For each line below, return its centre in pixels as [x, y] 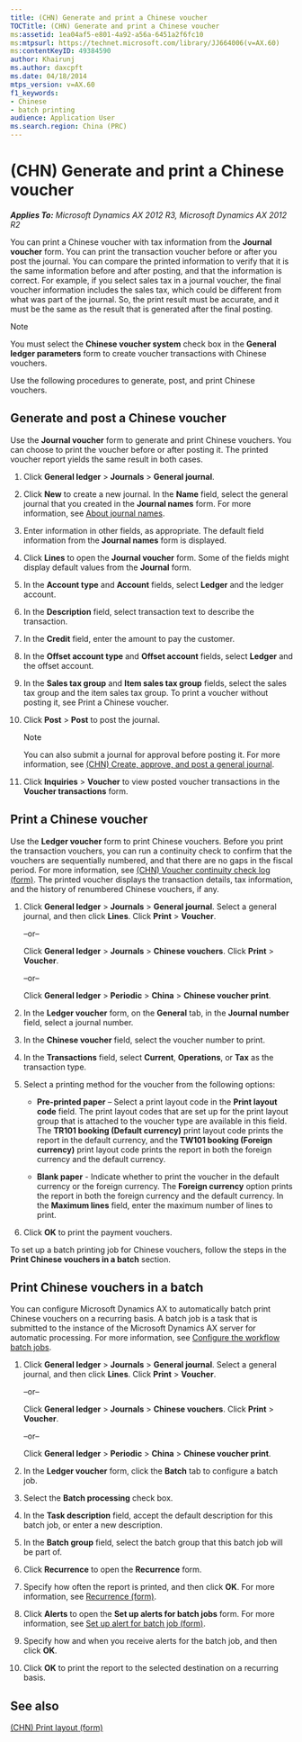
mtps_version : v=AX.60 [53, 85]
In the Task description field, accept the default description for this [148, 1516]
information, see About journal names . [94, 513]
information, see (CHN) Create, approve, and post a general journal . [149, 764]
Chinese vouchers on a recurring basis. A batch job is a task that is [134, 1319]
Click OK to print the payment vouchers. [98, 1232]
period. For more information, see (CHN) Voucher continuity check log [140, 870]
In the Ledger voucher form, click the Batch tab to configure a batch [151, 1471]
